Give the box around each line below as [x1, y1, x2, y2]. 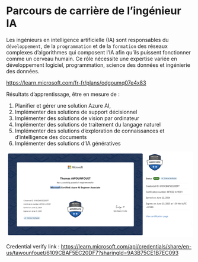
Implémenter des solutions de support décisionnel [14, 108, 138, 115]
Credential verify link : [6, 242, 60, 250]
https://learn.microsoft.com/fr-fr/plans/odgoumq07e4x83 [6, 79, 146, 86]
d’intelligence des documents [14, 133, 87, 140]
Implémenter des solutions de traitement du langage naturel [14, 121, 161, 128]
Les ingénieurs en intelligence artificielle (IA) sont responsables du [6, 36, 169, 43]
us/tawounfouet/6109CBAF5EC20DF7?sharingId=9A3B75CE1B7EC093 [6, 249, 179, 256]
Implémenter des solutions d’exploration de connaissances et [14, 127, 165, 134]
